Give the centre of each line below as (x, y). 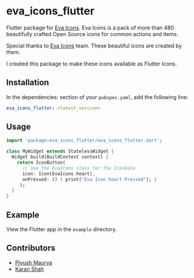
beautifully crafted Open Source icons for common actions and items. (92, 34)
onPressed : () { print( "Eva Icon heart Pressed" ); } (89, 179)
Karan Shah (29, 269)
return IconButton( (41, 163)
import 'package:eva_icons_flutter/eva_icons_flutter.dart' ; (84, 141)
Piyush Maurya (33, 262)
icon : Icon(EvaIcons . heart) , (59, 174)
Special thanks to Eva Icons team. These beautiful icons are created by (94, 46)
